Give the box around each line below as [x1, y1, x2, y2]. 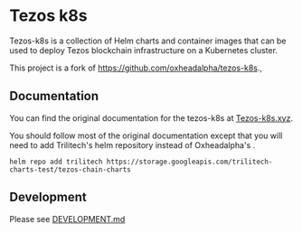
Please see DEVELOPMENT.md [9, 213, 126, 224]
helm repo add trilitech [9, 157, 103, 166]
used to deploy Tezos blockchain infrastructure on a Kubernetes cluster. [9, 44, 278, 55]
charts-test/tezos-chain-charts [9, 164, 131, 174]
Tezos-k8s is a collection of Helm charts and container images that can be [9, 35, 287, 46]
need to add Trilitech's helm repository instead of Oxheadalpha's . [9, 139, 256, 150]
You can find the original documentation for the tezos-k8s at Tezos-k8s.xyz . [9, 112, 294, 123]
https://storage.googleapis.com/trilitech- [106, 157, 273, 166]
